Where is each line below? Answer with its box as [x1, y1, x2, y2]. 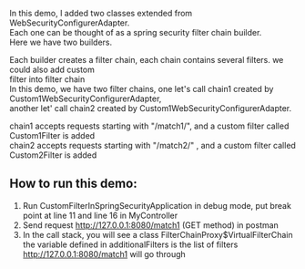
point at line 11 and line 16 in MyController [22, 210, 178, 221]
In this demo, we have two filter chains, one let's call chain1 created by [9, 84, 274, 94]
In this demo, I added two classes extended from [9, 8, 193, 18]
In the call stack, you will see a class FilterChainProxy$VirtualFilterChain [22, 229, 293, 240]
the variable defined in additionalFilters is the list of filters [22, 239, 239, 250]
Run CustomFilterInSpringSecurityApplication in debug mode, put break [22, 200, 291, 211]
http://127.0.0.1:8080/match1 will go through [22, 248, 187, 259]
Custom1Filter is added [9, 130, 96, 140]
